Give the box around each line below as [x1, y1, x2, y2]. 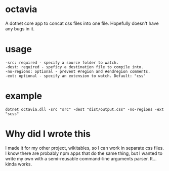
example [5, 90, 43, 102]
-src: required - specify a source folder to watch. [5, 60, 119, 65]
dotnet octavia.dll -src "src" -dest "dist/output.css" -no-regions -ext [5, 107, 164, 112]
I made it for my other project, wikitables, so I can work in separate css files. [5, 145, 164, 151]
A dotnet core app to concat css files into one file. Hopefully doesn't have [5, 20, 159, 26]
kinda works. [5, 161, 32, 167]
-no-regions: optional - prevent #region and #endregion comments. [5, 69, 151, 74]
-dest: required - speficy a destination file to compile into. [5, 64, 144, 69]
